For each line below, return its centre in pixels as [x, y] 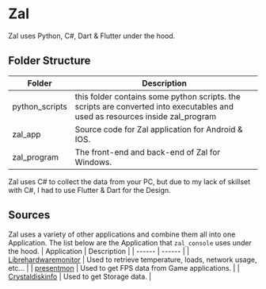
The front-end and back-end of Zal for [148, 152]
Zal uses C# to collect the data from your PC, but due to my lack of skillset [129, 181]
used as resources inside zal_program [145, 116]
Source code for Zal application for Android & [159, 129]
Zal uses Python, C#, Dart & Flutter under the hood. [92, 36]
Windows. [93, 162]
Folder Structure [49, 61]
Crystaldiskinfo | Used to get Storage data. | [80, 276]
